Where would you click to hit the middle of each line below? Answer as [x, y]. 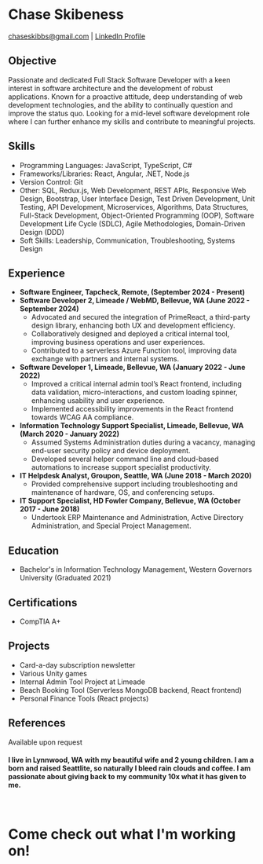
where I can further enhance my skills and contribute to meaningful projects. [132, 121]
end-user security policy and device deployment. [111, 451]
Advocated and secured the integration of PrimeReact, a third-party [141, 317]
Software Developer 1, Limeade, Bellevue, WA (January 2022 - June [132, 368]
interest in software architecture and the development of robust [111, 88]
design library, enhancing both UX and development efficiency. [133, 326]
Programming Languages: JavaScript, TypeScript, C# [106, 165]
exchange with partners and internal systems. [105, 359]
